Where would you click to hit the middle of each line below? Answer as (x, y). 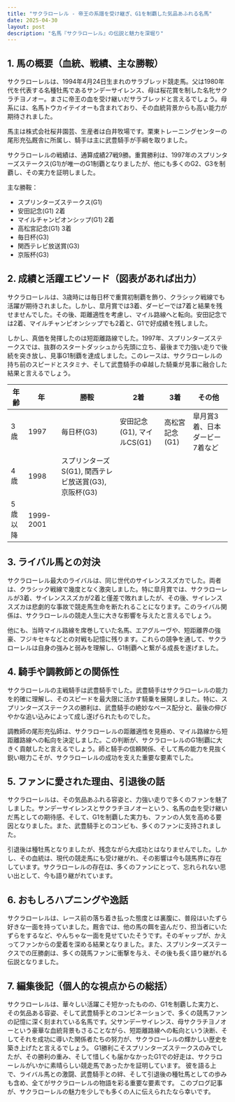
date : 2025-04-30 (33, 20)
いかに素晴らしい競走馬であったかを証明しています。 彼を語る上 (124, 1065)
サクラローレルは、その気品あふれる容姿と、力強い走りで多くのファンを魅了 (117, 800)
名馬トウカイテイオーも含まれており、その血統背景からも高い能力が (129, 108)
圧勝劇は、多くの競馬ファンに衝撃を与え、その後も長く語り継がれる (129, 953)
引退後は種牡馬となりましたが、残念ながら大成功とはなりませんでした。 (111, 849)
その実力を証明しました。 (62, 173)
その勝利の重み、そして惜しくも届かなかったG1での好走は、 (112, 1057)
